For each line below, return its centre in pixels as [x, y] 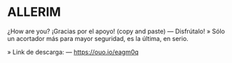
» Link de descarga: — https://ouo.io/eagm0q [73, 52]
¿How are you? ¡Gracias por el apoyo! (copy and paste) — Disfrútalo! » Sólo [116, 31]
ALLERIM [34, 12]
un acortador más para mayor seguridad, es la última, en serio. [98, 38]
